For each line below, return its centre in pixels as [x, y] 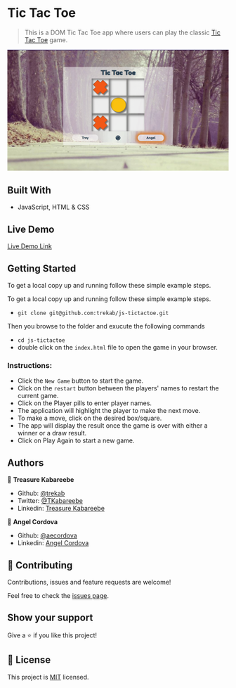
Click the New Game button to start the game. [80, 381]
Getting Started [42, 268]
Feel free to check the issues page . [58, 595]
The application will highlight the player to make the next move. [109, 411]
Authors [26, 463]
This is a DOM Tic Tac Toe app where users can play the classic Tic [123, 32]
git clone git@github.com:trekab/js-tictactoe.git [93, 313]
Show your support [50, 618]
